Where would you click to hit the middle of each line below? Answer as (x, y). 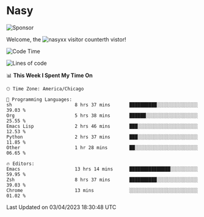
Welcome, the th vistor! (66, 39)
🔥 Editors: (20, 164)
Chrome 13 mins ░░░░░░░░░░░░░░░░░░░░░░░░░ (102, 190)
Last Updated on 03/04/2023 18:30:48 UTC (61, 207)
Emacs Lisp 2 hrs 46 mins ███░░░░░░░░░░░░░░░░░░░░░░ (102, 126)
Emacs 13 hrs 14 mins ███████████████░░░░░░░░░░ (102, 169)
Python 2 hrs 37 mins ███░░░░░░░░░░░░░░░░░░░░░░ (102, 137)
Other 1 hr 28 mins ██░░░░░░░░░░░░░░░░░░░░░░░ (102, 147)
